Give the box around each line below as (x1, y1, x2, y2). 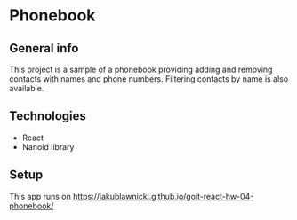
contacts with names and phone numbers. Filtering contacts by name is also (9, 74, 289, 84)
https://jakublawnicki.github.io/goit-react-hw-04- (72, 191, 254, 201)
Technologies (9, 108, 87, 124)
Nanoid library (21, 141, 75, 152)
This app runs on (9, 191, 71, 201)
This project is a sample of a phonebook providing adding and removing (9, 64, 273, 75)
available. (9, 83, 44, 93)
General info (9, 41, 79, 56)
